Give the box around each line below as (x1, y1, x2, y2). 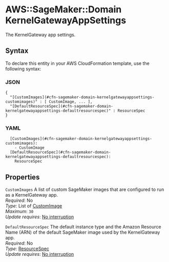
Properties (5, 172, 40, 181)
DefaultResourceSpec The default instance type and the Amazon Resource (5, 224, 161, 230)
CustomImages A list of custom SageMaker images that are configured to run (5, 186, 164, 193)
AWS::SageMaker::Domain (5, 4, 122, 15)
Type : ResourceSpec (5, 246, 50, 252)
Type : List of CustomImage (5, 203, 62, 209)
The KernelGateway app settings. (5, 31, 76, 38)
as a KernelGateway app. (5, 192, 58, 198)
